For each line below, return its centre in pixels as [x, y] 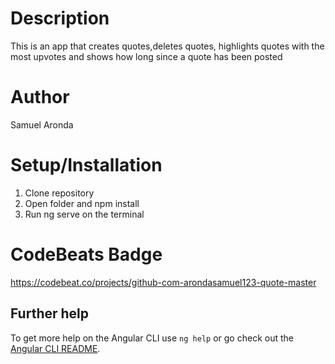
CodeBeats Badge [86, 254]
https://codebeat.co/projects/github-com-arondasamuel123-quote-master [163, 282]
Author [40, 97]
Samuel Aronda [42, 124]
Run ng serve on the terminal [84, 214]
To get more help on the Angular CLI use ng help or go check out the [152, 338]
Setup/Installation [86, 165]
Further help [50, 313]
